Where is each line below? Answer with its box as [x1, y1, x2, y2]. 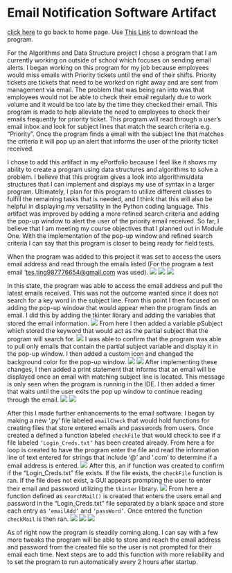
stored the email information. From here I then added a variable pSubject [7, 319, 223, 327]
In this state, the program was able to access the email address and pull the [7, 281, 223, 289]
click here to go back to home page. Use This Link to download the [7, 28, 199, 36]
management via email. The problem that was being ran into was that [7, 85, 204, 94]
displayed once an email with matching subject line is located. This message [7, 373, 225, 381]
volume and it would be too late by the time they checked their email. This [7, 100, 218, 108]
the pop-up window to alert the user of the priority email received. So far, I [7, 216, 220, 225]
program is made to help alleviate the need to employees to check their [7, 108, 210, 116]
